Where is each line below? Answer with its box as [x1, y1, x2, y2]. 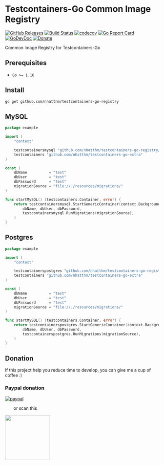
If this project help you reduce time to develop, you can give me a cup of [5, 367, 151, 373]
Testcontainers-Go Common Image [5, 3, 151, 15]
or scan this [13, 405, 38, 411]
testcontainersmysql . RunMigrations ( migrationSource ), [22, 211, 134, 216]
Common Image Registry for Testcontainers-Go [5, 44, 101, 50]
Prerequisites [5, 59, 47, 67]
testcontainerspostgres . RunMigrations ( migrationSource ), [22, 332, 141, 336]
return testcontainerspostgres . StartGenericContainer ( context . [14, 323, 145, 328]
